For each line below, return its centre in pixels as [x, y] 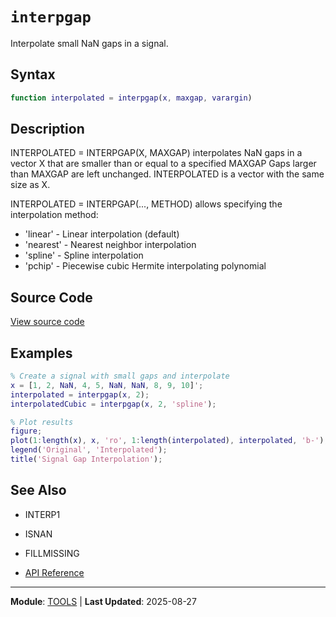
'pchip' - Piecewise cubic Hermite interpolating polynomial [145, 266]
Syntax [33, 74]
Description [47, 129]
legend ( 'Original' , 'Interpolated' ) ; [89, 450]
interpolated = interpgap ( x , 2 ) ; [80, 394]
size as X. [30, 185]
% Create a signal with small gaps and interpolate [120, 376]
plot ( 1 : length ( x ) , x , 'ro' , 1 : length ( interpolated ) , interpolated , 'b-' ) [167, 441]
